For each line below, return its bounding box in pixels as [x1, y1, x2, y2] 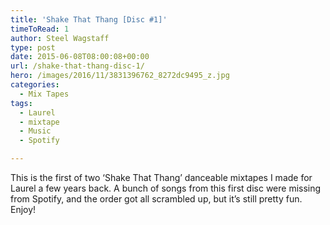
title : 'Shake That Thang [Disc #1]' [10, 14, 168, 25]
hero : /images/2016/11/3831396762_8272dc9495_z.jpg [10, 71, 230, 81]
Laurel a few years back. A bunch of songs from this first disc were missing [10, 182, 322, 194]
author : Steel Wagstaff [10, 33, 110, 43]
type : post [10, 42, 56, 53]
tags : [10, 98, 33, 108]
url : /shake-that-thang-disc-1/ [10, 61, 145, 71]
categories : [10, 80, 60, 90]
